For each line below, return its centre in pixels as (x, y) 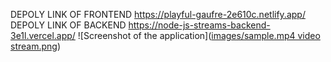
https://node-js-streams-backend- (199, 25)
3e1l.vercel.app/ (43, 35)
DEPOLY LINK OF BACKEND (68, 25)
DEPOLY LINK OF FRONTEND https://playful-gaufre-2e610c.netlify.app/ (158, 14)
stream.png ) (36, 46)
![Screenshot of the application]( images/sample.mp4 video (199, 35)
